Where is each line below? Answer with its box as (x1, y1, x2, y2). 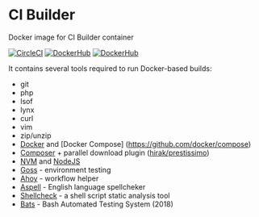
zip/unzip (19, 131, 52, 140)
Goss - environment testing (19, 165, 111, 174)
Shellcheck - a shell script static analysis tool (19, 190, 170, 200)
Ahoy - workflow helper (19, 173, 99, 183)
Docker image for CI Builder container (8, 32, 135, 42)
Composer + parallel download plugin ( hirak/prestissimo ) (19, 148, 210, 157)
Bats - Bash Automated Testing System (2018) (19, 199, 173, 209)
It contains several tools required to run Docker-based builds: (8, 63, 212, 73)
